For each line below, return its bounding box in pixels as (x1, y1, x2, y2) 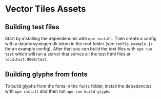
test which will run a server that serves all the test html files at (5, 51, 131, 57)
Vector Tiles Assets (5, 3, 86, 15)
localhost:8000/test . (5, 56, 48, 62)
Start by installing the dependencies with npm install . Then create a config (5, 35, 157, 41)
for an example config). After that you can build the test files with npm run (5, 46, 152, 51)
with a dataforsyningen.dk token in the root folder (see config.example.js (5, 41, 153, 47)
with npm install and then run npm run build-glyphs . (5, 88, 112, 94)
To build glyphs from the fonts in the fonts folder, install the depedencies (5, 83, 152, 89)
